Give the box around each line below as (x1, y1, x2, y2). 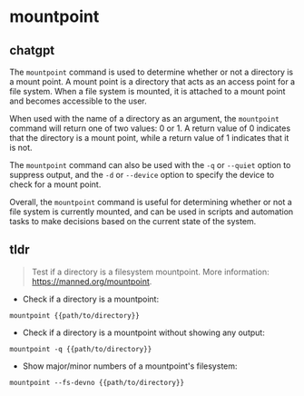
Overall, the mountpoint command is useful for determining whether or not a (9, 197, 292, 207)
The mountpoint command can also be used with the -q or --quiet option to (9, 160, 291, 170)
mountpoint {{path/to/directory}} (9, 311, 141, 320)
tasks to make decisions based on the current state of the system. (9, 216, 257, 226)
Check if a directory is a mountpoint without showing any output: (22, 327, 265, 338)
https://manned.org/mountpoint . (31, 275, 152, 287)
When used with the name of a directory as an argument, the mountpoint (9, 114, 279, 124)
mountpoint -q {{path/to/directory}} (9, 344, 152, 353)
